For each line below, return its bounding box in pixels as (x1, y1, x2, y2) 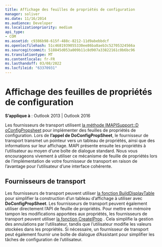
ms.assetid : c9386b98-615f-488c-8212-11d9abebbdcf (5, 39, 109, 44)
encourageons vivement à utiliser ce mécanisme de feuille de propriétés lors (5, 153, 158, 159)
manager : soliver (5, 12, 40, 16)
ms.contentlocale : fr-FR (5, 57, 55, 62)
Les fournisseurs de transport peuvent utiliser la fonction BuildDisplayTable (5, 190, 155, 196)
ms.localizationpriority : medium (5, 25, 73, 30)
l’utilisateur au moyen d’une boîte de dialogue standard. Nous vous (5, 148, 138, 154)
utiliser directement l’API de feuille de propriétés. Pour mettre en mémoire (5, 205, 151, 211)
